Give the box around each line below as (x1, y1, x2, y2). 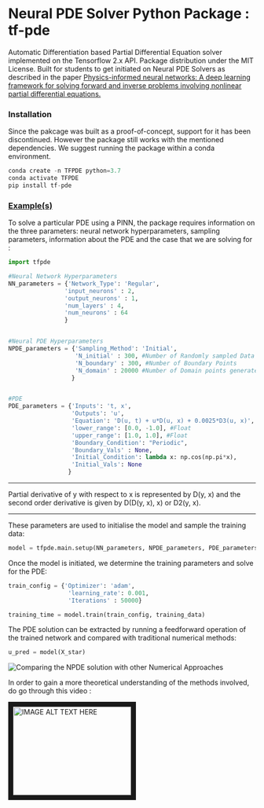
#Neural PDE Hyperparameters (8, 337, 104, 346)
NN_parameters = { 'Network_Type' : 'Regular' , (8, 280, 159, 288)
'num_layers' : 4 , (64, 302, 125, 310)
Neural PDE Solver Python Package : (8, 5, 250, 23)
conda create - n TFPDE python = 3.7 (8, 167, 122, 175)
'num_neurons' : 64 (64, 309, 128, 317)
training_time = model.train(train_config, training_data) (8, 611, 206, 619)
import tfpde (8, 259, 51, 266)
